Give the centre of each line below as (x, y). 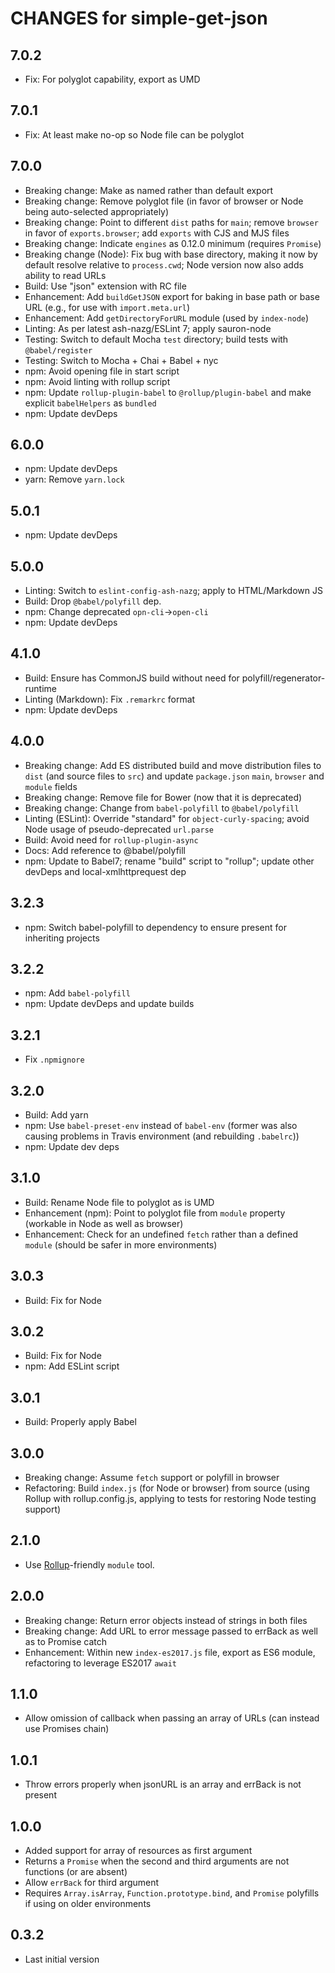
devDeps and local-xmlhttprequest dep (105, 871)
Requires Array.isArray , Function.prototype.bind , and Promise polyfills (172, 1893)
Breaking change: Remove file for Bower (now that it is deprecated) (163, 797)
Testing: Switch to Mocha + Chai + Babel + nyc (121, 360)
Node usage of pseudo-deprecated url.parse (119, 829)
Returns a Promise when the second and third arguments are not (157, 1861)
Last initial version (62, 1959)
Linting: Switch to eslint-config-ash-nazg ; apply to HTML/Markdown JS (173, 591)
